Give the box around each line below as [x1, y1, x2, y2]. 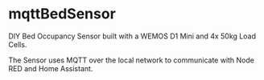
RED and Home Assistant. [8, 63, 93, 73]
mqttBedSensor [8, 5, 117, 23]
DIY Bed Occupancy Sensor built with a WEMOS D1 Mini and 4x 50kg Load [8, 31, 256, 41]
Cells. [8, 39, 27, 49]
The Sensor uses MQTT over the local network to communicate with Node [8, 55, 255, 65]
